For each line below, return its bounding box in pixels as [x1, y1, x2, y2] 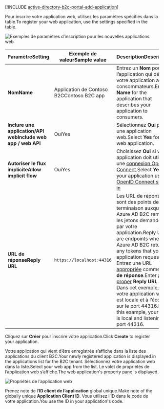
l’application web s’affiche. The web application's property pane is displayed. [5, 369, 159, 375]
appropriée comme [116, 266, 160, 273]
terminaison [116, 205, 144, 211]
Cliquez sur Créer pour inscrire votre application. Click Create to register [5, 334, 150, 339]
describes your [116, 101, 151, 108]
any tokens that [116, 248, 152, 254]
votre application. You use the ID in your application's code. [5, 398, 123, 404]
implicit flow [7, 172, 37, 179]
